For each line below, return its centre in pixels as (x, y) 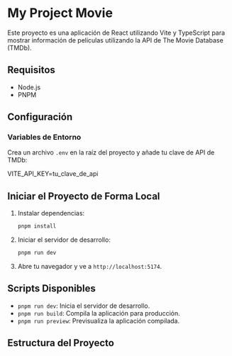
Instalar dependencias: (51, 213)
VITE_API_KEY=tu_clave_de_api (53, 174)
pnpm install (37, 226)
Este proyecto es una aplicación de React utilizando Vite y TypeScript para (116, 33)
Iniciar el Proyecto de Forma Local (84, 196)
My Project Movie (60, 13)
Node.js (29, 87)
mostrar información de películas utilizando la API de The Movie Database (115, 40)
